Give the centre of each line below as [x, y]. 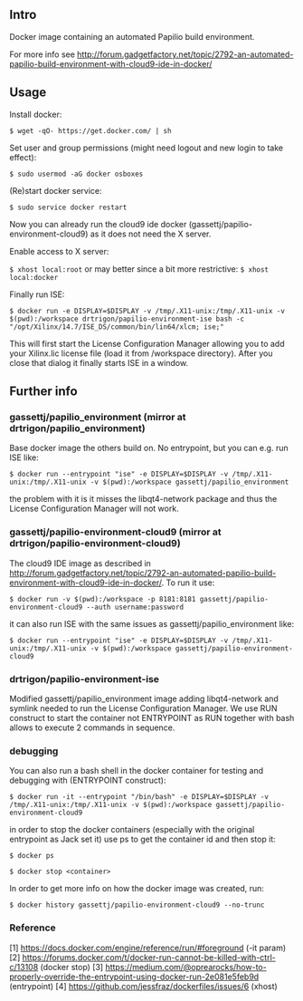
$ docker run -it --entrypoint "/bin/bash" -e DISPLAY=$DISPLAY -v [139, 797]
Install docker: [36, 114]
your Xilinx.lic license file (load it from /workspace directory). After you [141, 353]
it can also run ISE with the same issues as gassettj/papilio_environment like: [152, 623]
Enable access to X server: [59, 251]
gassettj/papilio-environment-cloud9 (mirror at [115, 532]
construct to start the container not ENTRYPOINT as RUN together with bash [152, 717]
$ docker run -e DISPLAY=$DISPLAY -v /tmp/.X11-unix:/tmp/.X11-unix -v [147, 311]
